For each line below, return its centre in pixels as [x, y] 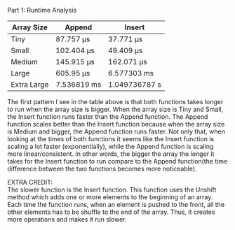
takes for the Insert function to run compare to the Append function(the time [117, 161]
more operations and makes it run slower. [67, 219]
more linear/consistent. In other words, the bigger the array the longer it [111, 154]
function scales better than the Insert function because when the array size [116, 124]
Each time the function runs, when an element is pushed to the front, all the [116, 204]
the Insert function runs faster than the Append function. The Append [108, 117]
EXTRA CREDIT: [30, 182]
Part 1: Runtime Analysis [42, 10]
